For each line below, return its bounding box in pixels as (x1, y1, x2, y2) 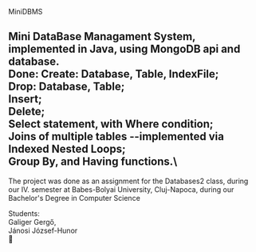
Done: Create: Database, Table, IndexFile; (8, 67, 219, 81)
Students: (8, 208, 40, 218)
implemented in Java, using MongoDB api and (8, 42, 241, 56)
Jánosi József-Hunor (8, 226, 78, 235)
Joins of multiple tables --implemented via (8, 130, 225, 143)
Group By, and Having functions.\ (8, 155, 178, 169)
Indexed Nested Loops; (8, 142, 126, 156)
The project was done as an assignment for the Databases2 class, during (8, 176, 249, 186)
